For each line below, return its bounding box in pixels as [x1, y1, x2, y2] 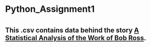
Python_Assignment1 [5, 3, 95, 15]
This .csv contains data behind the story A [5, 26, 139, 35]
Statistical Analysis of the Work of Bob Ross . [5, 34, 147, 43]
